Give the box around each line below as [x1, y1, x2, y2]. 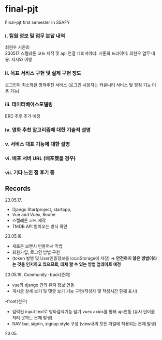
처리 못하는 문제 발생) [12, 315, 53, 321]
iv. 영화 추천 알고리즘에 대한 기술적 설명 [5, 126, 91, 133]
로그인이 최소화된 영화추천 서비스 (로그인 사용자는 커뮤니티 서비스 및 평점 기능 [5, 81, 151, 88]
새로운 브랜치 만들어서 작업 [12, 243, 63, 249]
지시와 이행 [11, 57, 32, 63]
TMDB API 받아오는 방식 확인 [12, 224, 68, 229]
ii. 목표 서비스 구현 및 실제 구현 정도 [5, 70, 81, 77]
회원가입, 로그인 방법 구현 [12, 249, 60, 255]
